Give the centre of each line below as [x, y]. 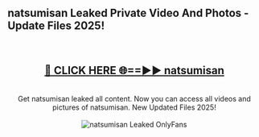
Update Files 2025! [56, 26]
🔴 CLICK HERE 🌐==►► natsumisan [134, 71]
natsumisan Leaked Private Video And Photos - [128, 13]
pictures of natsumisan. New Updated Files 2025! [134, 107]
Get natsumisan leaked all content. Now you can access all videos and [134, 98]
